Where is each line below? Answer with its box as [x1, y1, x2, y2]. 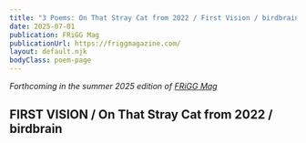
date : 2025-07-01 [9, 22, 76, 31]
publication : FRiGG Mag [9, 30, 100, 39]
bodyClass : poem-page [9, 56, 92, 65]
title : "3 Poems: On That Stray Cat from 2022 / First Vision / [9, 13, 259, 23]
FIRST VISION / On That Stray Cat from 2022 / [9, 107, 273, 123]
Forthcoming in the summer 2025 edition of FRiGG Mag [9, 81, 218, 91]
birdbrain [9, 121, 63, 137]
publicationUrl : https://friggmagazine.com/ [9, 38, 181, 48]
